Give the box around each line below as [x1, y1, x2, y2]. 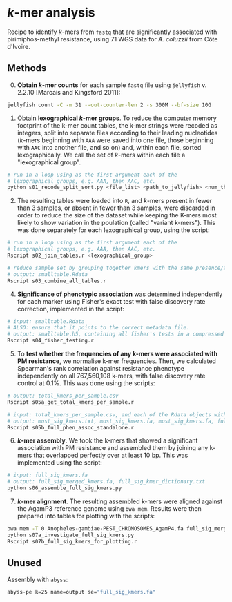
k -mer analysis [7, 5, 95, 21]
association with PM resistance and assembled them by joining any [17, 444, 209, 452]
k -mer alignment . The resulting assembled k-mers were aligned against [17, 497, 223, 505]
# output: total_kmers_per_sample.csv [7, 392, 119, 399]
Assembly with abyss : [7, 575, 68, 584]
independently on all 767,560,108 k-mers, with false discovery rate [17, 371, 206, 380]
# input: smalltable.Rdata [7, 318, 85, 325]
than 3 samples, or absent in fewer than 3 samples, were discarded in [17, 204, 215, 212]
